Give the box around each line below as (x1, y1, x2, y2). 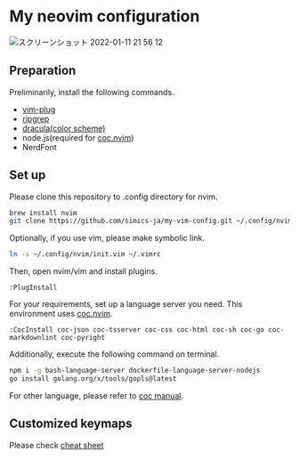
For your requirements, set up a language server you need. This (9, 299, 243, 310)
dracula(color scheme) (21, 123, 106, 133)
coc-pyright (61, 334, 105, 342)
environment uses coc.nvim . (9, 309, 113, 319)
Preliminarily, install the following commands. (9, 86, 175, 97)
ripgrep (21, 113, 50, 124)
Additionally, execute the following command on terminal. (9, 349, 220, 359)
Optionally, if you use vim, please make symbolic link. (9, 233, 206, 244)
